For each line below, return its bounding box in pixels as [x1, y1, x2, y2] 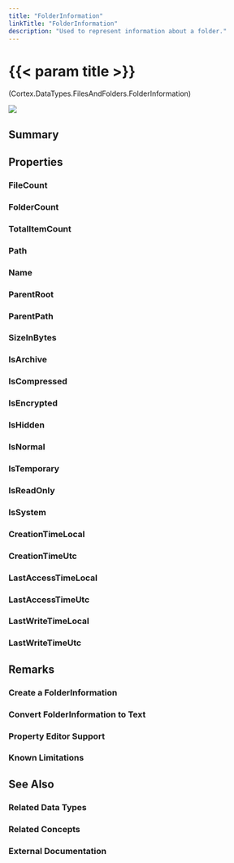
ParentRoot [8, 288, 54, 300]
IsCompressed [8, 375, 67, 387]
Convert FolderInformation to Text [8, 709, 146, 720]
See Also [8, 777, 54, 791]
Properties [8, 155, 63, 169]
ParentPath [8, 310, 54, 322]
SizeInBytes [8, 332, 57, 344]
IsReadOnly [8, 484, 55, 496]
